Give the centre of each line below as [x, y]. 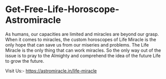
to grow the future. [25, 61]
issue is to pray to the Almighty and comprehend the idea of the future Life [83, 55]
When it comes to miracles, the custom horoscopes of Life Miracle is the [81, 39]
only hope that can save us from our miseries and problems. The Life [77, 45]
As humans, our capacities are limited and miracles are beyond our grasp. [82, 34]
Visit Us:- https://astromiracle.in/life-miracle [51, 71]
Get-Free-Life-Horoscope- [63, 9]
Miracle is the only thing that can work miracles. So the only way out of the [83, 50]
